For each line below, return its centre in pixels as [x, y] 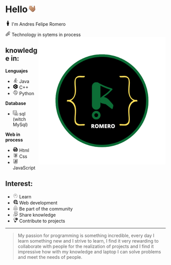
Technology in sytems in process [46, 35]
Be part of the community [46, 209]
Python [27, 93]
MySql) [20, 124]
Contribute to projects [42, 221]
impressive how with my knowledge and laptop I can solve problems [89, 252]
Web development [38, 202]
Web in [13, 134]
